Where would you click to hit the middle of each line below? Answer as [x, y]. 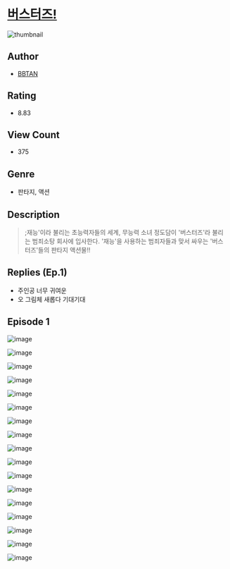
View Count [33, 135]
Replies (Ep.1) [37, 273]
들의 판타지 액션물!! [64, 250]
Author [23, 57]
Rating [22, 96]
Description [33, 215]
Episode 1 [29, 322]
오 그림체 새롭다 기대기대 [51, 299]
